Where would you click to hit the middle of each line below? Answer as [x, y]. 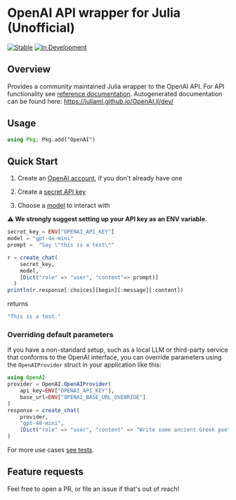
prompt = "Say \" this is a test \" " [61, 245]
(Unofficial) [41, 28]
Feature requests [46, 472]
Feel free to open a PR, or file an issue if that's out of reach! [93, 489]
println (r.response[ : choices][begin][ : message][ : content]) [96, 290]
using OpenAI [26, 378]
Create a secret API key [52, 192]
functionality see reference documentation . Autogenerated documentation [115, 93]
